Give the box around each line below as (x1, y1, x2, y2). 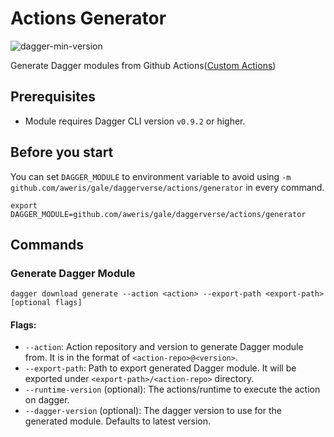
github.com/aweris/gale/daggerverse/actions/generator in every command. (10, 181, 325, 193)
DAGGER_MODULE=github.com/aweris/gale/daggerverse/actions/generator (10, 209, 307, 219)
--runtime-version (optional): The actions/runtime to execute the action (24, 383, 321, 396)
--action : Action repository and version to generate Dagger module (24, 341, 304, 353)
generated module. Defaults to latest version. (24, 415, 212, 427)
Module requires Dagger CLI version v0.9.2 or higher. (24, 115, 246, 127)
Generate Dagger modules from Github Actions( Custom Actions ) (10, 59, 277, 71)
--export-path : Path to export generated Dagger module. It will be (24, 362, 297, 374)
